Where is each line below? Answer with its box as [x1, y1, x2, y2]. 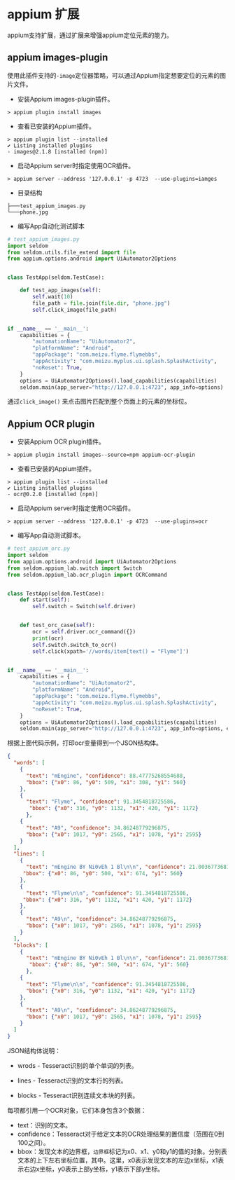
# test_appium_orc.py [7, 545, 71, 552]
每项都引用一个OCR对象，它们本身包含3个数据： [7, 1106, 147, 1114]
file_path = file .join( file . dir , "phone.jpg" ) [32, 299, 171, 307]
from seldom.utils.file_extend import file [7, 249, 136, 256]
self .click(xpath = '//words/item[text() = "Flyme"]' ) [32, 647, 190, 655]
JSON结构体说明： [7, 1046, 62, 1055]
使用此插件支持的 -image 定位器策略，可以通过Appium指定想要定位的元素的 [7, 71, 220, 79]
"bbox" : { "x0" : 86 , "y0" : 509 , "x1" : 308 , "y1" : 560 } [25, 778, 187, 785]
